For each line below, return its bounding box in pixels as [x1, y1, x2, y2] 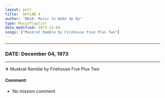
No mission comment [12, 88, 55, 94]
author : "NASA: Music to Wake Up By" [5, 16, 82, 21]
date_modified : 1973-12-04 [5, 25, 60, 30]
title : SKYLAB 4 [5, 12, 41, 17]
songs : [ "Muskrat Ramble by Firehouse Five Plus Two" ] [5, 30, 120, 35]
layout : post [5, 7, 32, 12]
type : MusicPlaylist [5, 20, 48, 26]
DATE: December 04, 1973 [5, 50, 69, 57]
